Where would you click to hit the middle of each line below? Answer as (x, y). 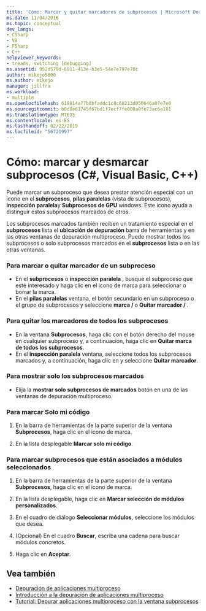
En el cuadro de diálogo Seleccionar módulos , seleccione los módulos (105, 517)
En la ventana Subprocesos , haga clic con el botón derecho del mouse (105, 334)
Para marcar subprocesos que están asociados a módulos (94, 459)
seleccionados (29, 467)
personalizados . (36, 505)
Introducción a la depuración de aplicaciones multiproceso (89, 595)
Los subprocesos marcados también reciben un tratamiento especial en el (100, 223)
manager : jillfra (29, 86)
